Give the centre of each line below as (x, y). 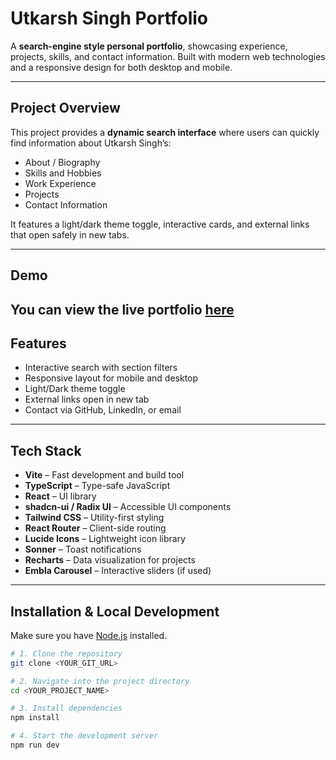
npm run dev (35, 745)
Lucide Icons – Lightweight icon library (105, 539)
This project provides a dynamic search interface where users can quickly (165, 132)
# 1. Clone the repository (66, 653)
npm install (35, 718)
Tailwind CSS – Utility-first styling (94, 518)
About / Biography (62, 162)
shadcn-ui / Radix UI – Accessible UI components (128, 507)
